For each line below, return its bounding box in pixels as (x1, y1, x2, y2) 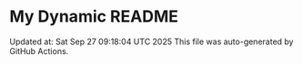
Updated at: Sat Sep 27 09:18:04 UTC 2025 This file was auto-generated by (9, 36, 294, 47)
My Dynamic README (9, 6, 179, 27)
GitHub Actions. (9, 45, 69, 56)
